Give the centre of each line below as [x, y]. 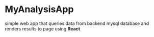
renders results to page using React [42, 28]
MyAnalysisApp [39, 9]
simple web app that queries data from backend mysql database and [77, 23]
